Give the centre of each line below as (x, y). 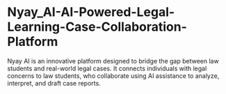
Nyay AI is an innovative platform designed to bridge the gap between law (113, 61)
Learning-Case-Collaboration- (97, 27)
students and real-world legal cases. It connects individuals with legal (107, 68)
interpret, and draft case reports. (54, 83)
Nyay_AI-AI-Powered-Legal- (91, 12)
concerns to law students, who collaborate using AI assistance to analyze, (113, 76)
